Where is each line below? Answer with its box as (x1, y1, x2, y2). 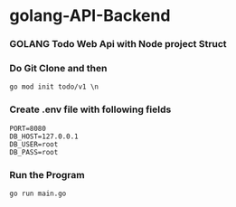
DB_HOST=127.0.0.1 (9, 132, 79, 141)
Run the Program (9, 168, 85, 181)
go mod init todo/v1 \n (9, 82, 99, 91)
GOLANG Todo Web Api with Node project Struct (9, 38, 228, 51)
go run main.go (9, 189, 67, 198)
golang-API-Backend (9, 5, 171, 26)
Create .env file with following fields (9, 103, 172, 116)
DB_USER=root (9, 139, 59, 149)
